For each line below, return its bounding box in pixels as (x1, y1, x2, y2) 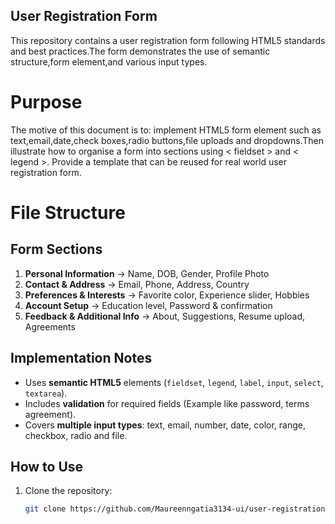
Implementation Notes (10, 350, 153, 367)
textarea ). (24, 387, 68, 399)
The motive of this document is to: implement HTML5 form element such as (10, 124, 322, 136)
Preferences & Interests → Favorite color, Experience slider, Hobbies (24, 289, 310, 301)
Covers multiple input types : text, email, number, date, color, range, (24, 419, 306, 431)
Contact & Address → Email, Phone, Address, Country (24, 278, 250, 290)
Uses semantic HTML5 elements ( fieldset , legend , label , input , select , (24, 376, 324, 388)
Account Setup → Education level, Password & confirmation (24, 299, 273, 311)
